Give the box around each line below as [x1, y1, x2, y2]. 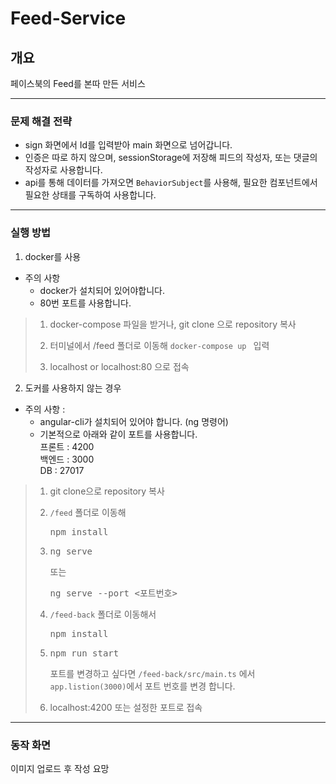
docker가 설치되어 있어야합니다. [39, 284, 165, 296]
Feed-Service [10, 7, 127, 30]
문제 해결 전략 [10, 114, 73, 128]
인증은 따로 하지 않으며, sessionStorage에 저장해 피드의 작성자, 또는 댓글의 [24, 152, 318, 164]
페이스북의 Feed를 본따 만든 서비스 [10, 78, 146, 89]
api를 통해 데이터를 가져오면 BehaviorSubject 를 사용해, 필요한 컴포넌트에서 [24, 177, 318, 189]
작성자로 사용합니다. [24, 164, 103, 176]
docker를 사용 [24, 250, 82, 262]
